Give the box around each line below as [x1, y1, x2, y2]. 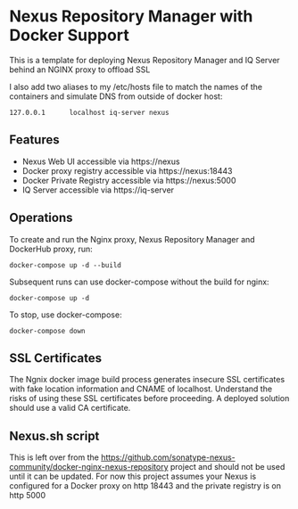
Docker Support [9, 25, 129, 45]
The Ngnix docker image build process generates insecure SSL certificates [9, 374, 286, 385]
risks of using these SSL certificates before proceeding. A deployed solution [9, 393, 290, 404]
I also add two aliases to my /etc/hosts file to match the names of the [9, 81, 263, 92]
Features [9, 132, 60, 148]
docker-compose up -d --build [9, 260, 122, 269]
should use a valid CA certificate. [9, 403, 131, 414]
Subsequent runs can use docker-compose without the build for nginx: [9, 276, 269, 287]
